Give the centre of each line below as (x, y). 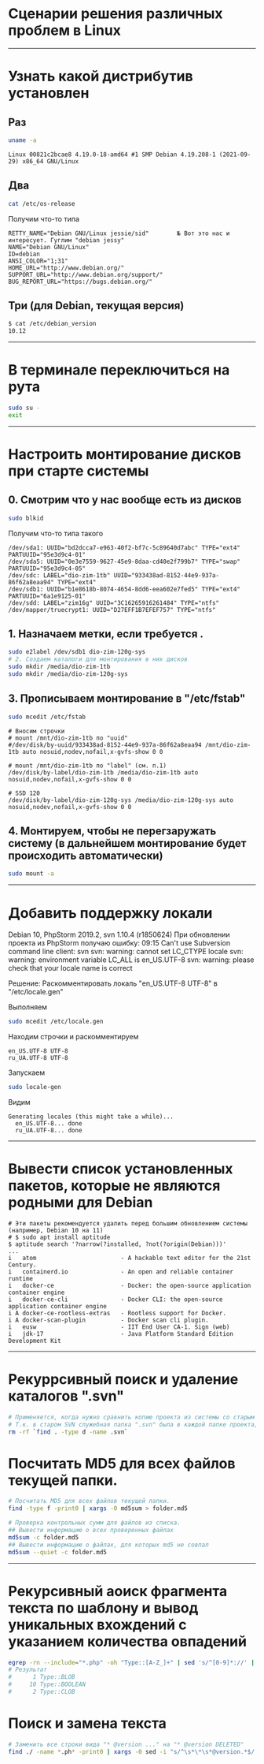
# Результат (27, 1670)
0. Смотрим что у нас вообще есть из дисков (125, 500)
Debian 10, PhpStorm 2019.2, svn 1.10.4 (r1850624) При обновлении (119, 934)
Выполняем (28, 1007)
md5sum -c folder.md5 (44, 1537)
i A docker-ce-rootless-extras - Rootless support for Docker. (117, 1313)
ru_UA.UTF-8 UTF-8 (38, 1058)
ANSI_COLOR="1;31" (38, 261)
